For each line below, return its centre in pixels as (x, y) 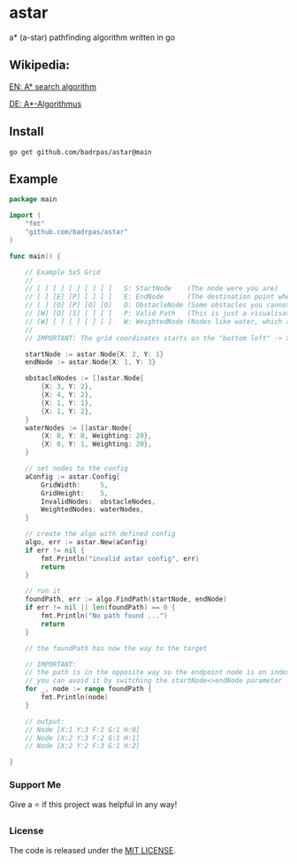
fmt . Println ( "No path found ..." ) (104, 616)
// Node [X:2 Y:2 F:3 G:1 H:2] (83, 746)
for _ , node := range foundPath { (88, 689)
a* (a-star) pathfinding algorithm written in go (92, 37)
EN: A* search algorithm (53, 86)
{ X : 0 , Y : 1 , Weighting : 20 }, (96, 444)
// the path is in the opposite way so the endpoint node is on (146, 673)
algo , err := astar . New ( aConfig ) (87, 542)
